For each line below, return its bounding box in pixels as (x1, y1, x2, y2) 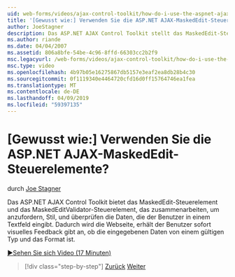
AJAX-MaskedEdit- (64, 146, 180, 162)
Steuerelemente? (7, 162, 110, 177)
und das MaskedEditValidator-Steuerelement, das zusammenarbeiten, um (7, 205, 220, 213)
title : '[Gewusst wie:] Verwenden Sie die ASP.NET (7, 17, 158, 24)
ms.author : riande (7, 36, 61, 43)
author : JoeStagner (7, 23, 64, 30)
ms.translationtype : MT (7, 82, 77, 89)
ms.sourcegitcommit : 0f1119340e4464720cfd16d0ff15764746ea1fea (7, 75, 196, 83)
